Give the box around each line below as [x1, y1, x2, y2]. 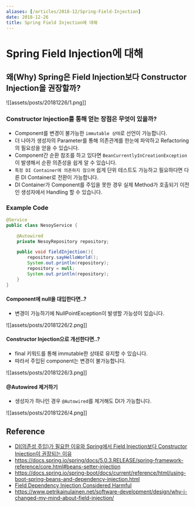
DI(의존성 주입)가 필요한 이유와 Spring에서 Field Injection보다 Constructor [14, 443, 187, 450]
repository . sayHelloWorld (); [27, 255, 99, 261]
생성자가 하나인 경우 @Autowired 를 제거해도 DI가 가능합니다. [14, 397, 152, 404]
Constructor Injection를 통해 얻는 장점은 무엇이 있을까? [6, 115, 157, 123]
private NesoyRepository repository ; [16, 238, 110, 245]
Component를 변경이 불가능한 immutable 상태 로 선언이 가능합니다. [14, 129, 168, 136]
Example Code [6, 203, 49, 212]
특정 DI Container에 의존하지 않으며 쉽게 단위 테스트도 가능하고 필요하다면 [14, 166, 183, 173]
